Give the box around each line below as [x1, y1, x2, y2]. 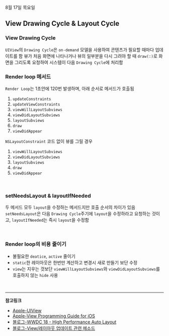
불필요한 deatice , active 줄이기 [12, 253, 75, 259]
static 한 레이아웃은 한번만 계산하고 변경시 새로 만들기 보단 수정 [12, 259, 138, 265]
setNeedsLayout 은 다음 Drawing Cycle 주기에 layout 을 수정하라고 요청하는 [5, 211, 151, 217]
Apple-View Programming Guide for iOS [12, 313, 96, 319]
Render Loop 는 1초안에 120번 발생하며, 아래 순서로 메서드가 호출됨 [5, 85, 134, 91]
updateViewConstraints [12, 102, 60, 107]
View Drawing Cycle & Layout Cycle [5, 19, 120, 28]
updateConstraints [12, 97, 51, 102]
